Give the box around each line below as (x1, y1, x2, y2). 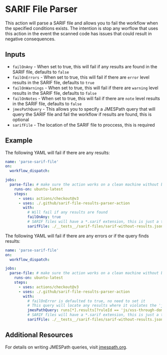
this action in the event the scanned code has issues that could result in (5, 30, 152, 36)
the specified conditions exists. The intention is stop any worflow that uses (5, 25, 158, 31)
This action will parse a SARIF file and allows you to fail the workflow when (5, 20, 158, 26)
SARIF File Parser (5, 3, 78, 15)
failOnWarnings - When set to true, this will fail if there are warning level (12, 85, 159, 91)
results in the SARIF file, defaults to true (12, 79, 94, 85)
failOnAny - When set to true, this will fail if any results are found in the (12, 63, 158, 69)
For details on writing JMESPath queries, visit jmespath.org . (5, 344, 128, 350)
